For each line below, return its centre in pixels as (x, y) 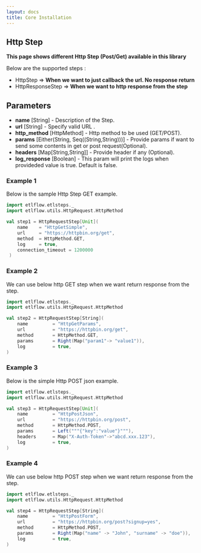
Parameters (29, 106)
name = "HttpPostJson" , (58, 414)
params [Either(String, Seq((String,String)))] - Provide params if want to (105, 139)
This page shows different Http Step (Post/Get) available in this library (96, 57)
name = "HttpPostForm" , (58, 516)
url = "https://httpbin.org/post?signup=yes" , (89, 522)
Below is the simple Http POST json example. (63, 381)
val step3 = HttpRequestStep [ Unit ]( (52, 409)
